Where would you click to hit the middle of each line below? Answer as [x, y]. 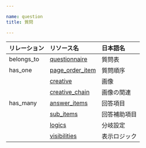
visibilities [63, 136]
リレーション [27, 48]
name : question [25, 16]
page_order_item [73, 70]
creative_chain [69, 92]
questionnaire [68, 59]
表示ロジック [119, 136]
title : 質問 [20, 22]
